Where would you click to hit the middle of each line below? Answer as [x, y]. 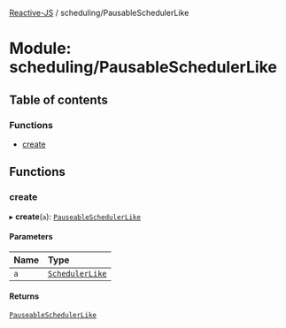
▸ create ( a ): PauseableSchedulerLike [75, 217]
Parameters [31, 237]
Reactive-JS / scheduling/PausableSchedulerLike [99, 13]
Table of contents [58, 99]
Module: [40, 49]
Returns [24, 296]
